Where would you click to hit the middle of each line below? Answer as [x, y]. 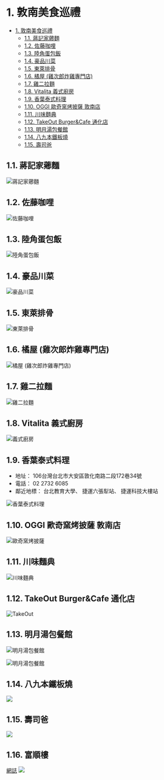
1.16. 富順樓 [27, 755]
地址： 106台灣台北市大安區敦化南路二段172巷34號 [78, 476]
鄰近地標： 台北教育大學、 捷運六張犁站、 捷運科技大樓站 [87, 491]
